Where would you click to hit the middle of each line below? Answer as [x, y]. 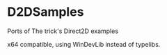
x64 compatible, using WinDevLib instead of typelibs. [84, 44]
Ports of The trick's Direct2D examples [63, 31]
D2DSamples [46, 12]
